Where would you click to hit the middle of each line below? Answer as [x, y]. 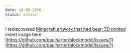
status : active [21, 15]
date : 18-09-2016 [23, 10]
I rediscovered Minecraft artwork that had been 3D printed [66, 29]
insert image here [23, 34]
